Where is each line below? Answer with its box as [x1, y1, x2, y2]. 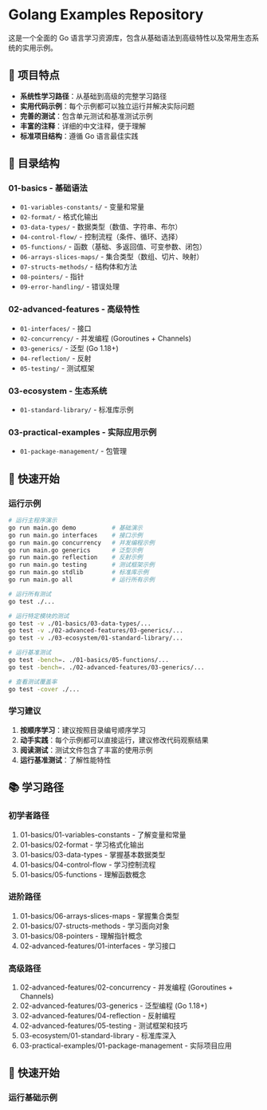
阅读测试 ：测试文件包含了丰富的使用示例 [19, 745, 153, 754]
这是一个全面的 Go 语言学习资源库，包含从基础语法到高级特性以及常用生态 [8, 33, 253, 42]
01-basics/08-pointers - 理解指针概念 [19, 931, 143, 940]
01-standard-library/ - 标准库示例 [19, 405, 134, 415]
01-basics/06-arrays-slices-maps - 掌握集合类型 [19, 911, 180, 920]
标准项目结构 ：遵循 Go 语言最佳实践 [19, 131, 139, 140]
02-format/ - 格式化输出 [19, 212, 98, 222]
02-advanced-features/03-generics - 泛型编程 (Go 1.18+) [19, 1001, 208, 1010]
